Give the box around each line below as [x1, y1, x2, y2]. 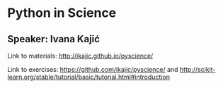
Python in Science [7, 5, 117, 21]
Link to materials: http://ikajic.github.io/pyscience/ [7, 51, 154, 60]
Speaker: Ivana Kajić [7, 33, 101, 45]
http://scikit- [179, 65, 216, 73]
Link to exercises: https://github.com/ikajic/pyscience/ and [7, 65, 178, 73]
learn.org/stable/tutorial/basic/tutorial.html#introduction [7, 73, 170, 81]
